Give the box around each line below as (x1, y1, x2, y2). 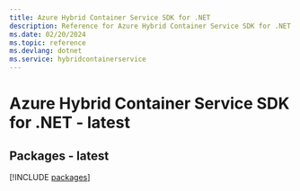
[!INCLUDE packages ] (9, 172, 91, 182)
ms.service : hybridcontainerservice (9, 55, 146, 64)
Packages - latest (9, 148, 110, 163)
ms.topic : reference (9, 38, 87, 48)
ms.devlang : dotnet (9, 47, 83, 56)
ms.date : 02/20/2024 (9, 30, 87, 39)
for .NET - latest (9, 113, 130, 133)
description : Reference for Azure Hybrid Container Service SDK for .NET (9, 22, 292, 30)
